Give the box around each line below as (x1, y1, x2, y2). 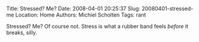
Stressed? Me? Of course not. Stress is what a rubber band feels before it (6, 23, 188, 30)
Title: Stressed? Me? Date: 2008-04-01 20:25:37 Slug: (6, 5, 141, 12)
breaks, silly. (6, 29, 37, 36)
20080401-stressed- (141, 5, 194, 12)
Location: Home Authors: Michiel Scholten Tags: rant (15, 11, 146, 18)
